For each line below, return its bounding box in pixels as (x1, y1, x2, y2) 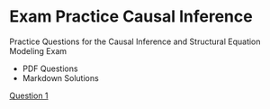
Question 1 (9, 90, 49, 101)
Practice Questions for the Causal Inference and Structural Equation (9, 36, 261, 47)
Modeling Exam (9, 45, 67, 56)
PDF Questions (22, 63, 78, 74)
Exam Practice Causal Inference (9, 6, 254, 27)
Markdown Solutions (22, 72, 99, 83)
